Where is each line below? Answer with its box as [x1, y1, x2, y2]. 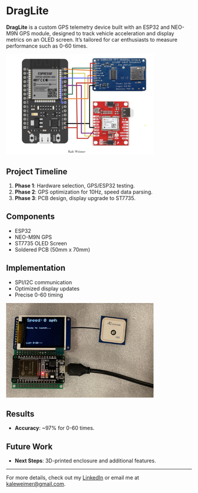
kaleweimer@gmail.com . [6, 481, 66, 488]
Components [6, 212, 55, 222]
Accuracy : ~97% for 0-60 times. [14, 425, 95, 432]
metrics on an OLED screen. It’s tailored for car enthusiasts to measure [6, 36, 178, 43]
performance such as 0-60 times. [6, 42, 88, 49]
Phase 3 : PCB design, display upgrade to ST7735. [14, 194, 136, 201]
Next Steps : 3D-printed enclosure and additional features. [14, 457, 156, 464]
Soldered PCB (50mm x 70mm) [14, 246, 90, 253]
